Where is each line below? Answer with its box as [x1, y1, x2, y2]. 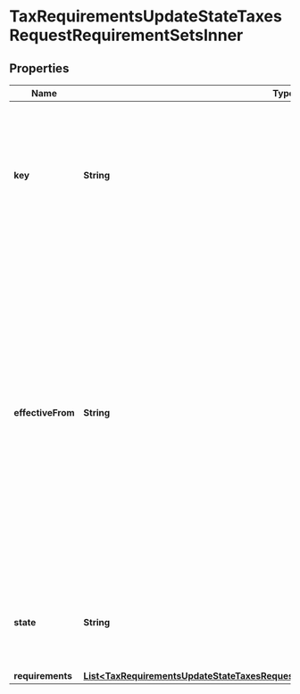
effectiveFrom [13, 407, 75, 418]
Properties [9, 61, 70, 76]
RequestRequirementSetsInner [9, 25, 244, 45]
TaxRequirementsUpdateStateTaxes [9, 6, 283, 27]
